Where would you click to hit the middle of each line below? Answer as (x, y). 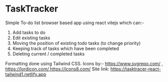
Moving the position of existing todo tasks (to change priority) (76, 43)
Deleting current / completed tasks (48, 54)
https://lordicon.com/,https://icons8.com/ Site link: (57, 69)
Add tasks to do (29, 32)
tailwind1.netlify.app (26, 74)
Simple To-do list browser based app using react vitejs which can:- (75, 23)
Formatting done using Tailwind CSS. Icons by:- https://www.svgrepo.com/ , (84, 63)
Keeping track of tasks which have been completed (66, 48)
